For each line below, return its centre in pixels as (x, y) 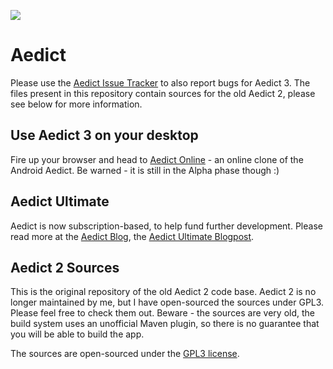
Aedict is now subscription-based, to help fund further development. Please (166, 226)
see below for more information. (76, 104)
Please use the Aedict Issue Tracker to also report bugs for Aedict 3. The (160, 82)
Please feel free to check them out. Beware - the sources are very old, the (163, 313)
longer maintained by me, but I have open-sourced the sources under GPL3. (167, 302)
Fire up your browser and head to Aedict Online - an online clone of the (157, 159)
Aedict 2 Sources (65, 267)
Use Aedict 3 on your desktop (104, 135)
